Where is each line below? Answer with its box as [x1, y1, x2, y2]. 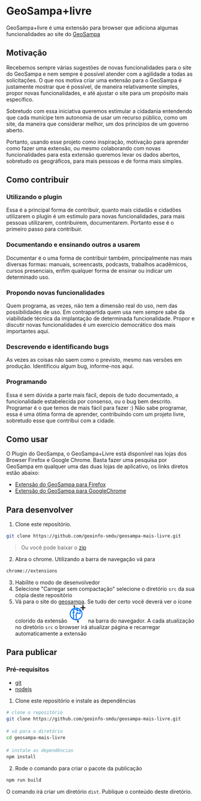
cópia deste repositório [14, 592, 73, 598]
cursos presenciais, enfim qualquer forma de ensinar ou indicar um [6, 267, 172, 274]
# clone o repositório [6, 709, 63, 716]
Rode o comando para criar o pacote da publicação [14, 764, 142, 772]
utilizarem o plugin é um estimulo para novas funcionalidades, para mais [6, 213, 185, 220]
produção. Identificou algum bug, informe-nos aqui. [6, 362, 134, 370]
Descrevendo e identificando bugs [6, 343, 109, 351]
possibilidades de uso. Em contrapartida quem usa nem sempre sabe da [6, 308, 185, 316]
